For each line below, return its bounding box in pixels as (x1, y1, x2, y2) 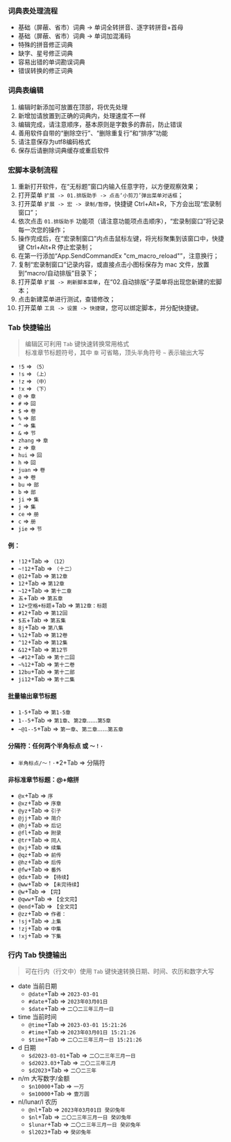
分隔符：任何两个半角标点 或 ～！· (8, 742, 103, 750)
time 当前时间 (17, 1013, 58, 1021)
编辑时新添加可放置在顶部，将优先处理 (17, 103, 128, 111)
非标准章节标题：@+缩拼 (8, 776, 79, 784)
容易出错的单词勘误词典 (17, 58, 85, 67)
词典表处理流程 (8, 6, 58, 15)
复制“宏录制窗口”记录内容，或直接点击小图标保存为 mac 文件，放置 (17, 260, 210, 269)
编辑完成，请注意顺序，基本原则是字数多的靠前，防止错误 (17, 120, 182, 128)
